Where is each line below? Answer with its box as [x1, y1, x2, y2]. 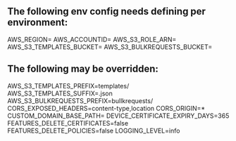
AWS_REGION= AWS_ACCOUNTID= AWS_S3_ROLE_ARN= [7, 35, 177, 43]
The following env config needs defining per [7, 6, 206, 18]
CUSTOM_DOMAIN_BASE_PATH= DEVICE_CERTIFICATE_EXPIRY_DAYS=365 [7, 112, 230, 120]
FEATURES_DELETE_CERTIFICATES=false [7, 119, 129, 127]
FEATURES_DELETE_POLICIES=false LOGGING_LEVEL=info [7, 126, 180, 135]
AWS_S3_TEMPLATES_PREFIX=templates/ [7, 81, 130, 90]
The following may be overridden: [7, 63, 159, 75]
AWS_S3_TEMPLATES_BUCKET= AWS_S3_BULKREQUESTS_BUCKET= [7, 42, 213, 51]
